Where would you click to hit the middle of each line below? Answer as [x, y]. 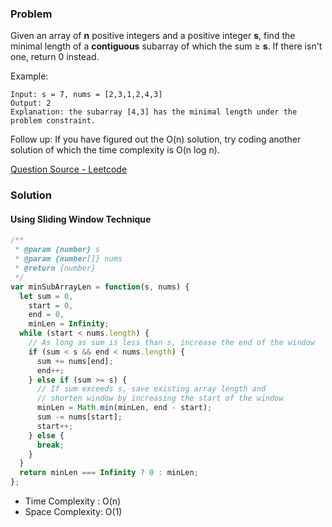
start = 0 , [51, 305]
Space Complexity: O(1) [73, 512]
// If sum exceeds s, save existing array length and [151, 389]
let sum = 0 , [46, 296]
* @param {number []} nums [68, 259]
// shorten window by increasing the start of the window [160, 398]
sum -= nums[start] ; [79, 417]
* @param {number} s [57, 250]
